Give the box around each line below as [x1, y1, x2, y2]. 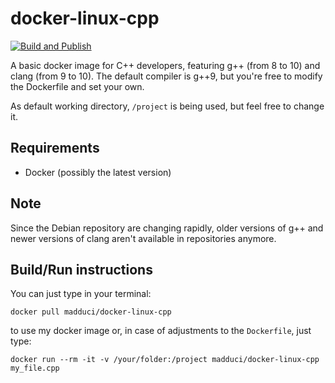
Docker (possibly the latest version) [24, 166, 172, 178]
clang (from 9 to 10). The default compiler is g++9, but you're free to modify [10, 70, 323, 82]
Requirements [10, 140, 100, 157]
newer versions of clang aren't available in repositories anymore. [10, 232, 277, 244]
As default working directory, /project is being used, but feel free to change [10, 100, 325, 112]
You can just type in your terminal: [10, 288, 152, 300]
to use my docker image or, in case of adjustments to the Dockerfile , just [10, 325, 312, 337]
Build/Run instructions [10, 261, 153, 278]
